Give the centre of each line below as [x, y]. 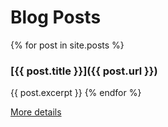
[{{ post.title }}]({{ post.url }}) [84, 71]
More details [36, 112]
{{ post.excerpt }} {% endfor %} [76, 93]
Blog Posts [56, 17]
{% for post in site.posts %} [67, 45]
